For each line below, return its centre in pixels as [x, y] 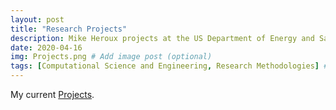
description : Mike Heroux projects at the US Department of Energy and [162, 38]
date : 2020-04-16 [46, 47]
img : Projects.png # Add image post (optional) [111, 57]
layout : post [37, 19]
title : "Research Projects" [69, 29]
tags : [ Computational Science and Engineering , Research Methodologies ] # [169, 66]
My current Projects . [52, 94]
